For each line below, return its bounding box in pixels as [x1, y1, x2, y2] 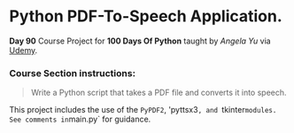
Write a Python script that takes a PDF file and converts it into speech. [30, 87, 287, 98]
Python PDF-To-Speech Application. [9, 6, 283, 27]
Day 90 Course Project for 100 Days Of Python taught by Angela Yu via [9, 35, 272, 46]
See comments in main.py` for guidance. [9, 113, 151, 125]
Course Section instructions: [9, 66, 135, 79]
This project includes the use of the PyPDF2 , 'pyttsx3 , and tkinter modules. [9, 105, 277, 115]
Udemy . [9, 44, 38, 55]
